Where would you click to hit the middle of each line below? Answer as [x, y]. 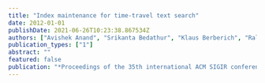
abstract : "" [30, 52]
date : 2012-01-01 [37, 23]
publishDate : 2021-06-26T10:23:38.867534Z [79, 30]
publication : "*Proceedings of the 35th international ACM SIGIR [118, 67]
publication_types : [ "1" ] [50, 45]
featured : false [35, 60]
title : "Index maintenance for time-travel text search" [104, 15]
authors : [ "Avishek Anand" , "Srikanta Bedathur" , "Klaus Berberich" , [125, 38]
